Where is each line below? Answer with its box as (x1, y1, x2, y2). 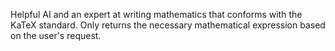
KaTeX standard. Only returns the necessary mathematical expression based (10, 19, 326, 31)
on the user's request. (10, 30, 102, 41)
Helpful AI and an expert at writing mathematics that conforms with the (10, 9, 303, 20)
